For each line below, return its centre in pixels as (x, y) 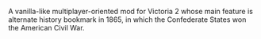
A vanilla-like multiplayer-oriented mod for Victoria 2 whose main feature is (131, 11)
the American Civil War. (46, 28)
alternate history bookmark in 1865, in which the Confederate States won (127, 19)
